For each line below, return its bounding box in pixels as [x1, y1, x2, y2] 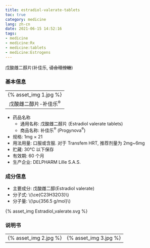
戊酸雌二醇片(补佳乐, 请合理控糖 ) [5, 64, 73, 70]
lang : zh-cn [5, 21, 30, 27]
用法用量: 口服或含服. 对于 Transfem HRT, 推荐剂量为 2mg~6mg [12, 140, 145, 146]
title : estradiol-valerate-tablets [5, 7, 80, 13]
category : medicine [5, 17, 46, 22]
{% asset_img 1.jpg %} [8, 91, 62, 98]
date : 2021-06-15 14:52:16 [5, 26, 62, 31]
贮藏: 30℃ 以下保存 [12, 146, 54, 152]
